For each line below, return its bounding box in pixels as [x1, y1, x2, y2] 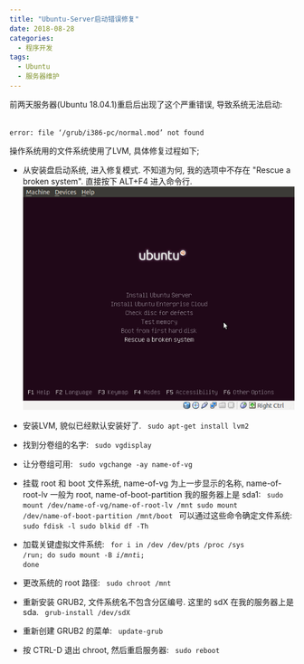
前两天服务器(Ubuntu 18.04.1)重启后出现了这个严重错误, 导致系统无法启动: [9, 99, 283, 109]
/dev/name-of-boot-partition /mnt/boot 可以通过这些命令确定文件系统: [22, 510, 292, 521]
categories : [9, 33, 54, 43]
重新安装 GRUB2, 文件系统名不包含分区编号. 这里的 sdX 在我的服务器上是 [22, 597, 294, 608]
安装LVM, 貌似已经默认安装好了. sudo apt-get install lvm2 [22, 421, 250, 432]
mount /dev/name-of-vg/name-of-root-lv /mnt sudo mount [22, 501, 238, 510]
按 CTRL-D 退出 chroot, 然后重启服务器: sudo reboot [22, 645, 220, 656]
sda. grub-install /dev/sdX [22, 607, 131, 618]
